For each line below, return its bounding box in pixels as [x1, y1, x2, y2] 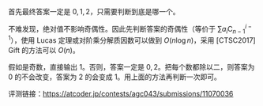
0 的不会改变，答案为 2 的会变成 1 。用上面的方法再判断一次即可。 [8, 72, 221, 81]
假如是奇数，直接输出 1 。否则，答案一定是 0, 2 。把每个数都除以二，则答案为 [8, 62, 255, 72]
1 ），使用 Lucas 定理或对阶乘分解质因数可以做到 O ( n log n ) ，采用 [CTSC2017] [8, 34, 256, 45]
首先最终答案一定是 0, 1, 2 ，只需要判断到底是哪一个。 [8, 7, 180, 16]
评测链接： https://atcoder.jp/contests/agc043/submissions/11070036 [8, 89, 234, 99]
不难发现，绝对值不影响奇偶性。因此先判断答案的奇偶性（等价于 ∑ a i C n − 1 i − [8, 23, 253, 36]
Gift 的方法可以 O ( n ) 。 [8, 46, 81, 55]
